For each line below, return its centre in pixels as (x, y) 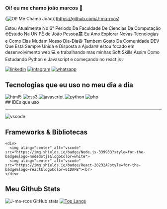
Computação (147, 28)
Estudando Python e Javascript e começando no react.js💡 (65, 60)
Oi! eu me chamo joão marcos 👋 (44, 8)
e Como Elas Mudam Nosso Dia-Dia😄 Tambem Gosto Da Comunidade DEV (82, 41)
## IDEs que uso (22, 102)
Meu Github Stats (33, 189)
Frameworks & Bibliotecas (46, 132)
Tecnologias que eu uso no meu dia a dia (69, 85)
